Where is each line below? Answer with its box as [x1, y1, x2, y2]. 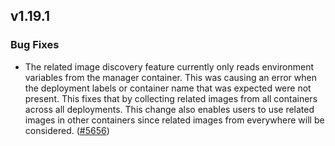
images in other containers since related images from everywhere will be [24, 114, 325, 126]
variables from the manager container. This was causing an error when [24, 71, 317, 83]
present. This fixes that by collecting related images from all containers [24, 92, 318, 104]
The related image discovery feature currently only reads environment [24, 60, 315, 73]
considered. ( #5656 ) [24, 124, 110, 136]
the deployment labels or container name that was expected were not [24, 82, 312, 94]
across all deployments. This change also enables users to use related [24, 103, 315, 115]
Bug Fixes [10, 38, 60, 52]
